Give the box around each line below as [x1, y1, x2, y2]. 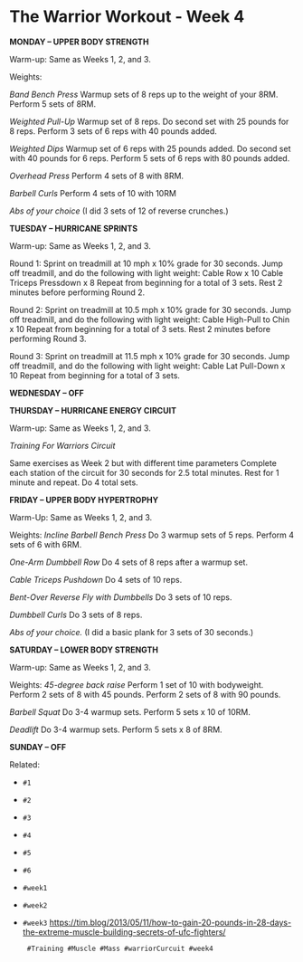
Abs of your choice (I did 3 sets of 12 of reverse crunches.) [9, 205, 229, 216]
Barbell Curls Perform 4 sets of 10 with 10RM [9, 187, 176, 198]
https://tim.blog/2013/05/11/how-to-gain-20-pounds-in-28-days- [49, 917, 292, 928]
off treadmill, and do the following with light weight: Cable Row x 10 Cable [9, 267, 283, 278]
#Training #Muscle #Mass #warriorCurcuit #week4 [26, 944, 214, 953]
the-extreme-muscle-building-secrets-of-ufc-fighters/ [22, 926, 226, 938]
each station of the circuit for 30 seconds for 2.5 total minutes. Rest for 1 [9, 467, 279, 478]
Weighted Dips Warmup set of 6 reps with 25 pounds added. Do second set [9, 143, 291, 154]
